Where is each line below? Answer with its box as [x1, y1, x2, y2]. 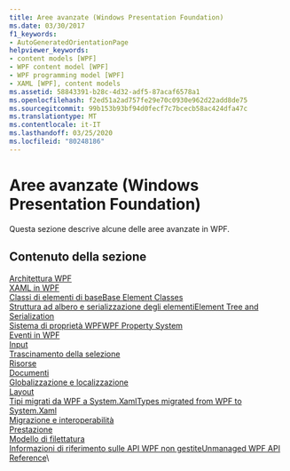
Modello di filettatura [9, 433, 85, 444]
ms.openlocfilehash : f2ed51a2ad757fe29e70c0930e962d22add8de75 [9, 95, 248, 105]
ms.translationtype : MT [9, 112, 98, 121]
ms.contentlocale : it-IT [9, 121, 101, 130]
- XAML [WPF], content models [9, 79, 121, 88]
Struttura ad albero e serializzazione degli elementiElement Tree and [9, 301, 259, 312]
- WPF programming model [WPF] [9, 71, 125, 80]
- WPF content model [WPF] [9, 63, 109, 72]
